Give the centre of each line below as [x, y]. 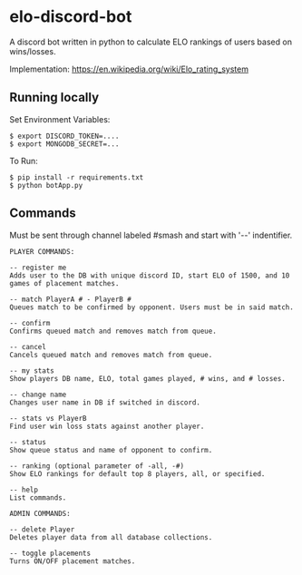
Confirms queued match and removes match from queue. [113, 331]
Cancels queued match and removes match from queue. [111, 355]
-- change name [38, 395]
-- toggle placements [50, 553]
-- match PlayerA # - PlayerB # [70, 299]
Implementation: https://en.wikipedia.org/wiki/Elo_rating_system [129, 69]
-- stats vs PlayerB [49, 418]
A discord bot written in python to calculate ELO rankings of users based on [151, 42]
